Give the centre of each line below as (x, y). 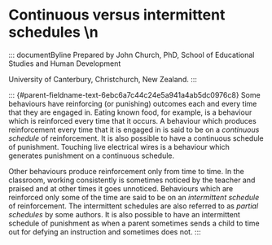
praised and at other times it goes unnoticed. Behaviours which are (121, 188)
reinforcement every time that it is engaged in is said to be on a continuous (134, 129)
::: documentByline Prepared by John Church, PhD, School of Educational (132, 55)
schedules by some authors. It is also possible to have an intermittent (124, 214)
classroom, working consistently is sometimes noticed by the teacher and (132, 180)
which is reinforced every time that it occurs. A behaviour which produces (132, 120)
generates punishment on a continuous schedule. (92, 155)
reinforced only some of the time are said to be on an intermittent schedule (134, 197)
